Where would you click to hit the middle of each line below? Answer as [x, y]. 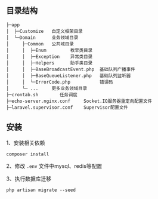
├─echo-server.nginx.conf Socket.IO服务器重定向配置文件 [79, 101]
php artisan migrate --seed [41, 190]
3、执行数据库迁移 [29, 179]
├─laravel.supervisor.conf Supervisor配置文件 [67, 107]
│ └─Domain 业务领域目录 [42, 38]
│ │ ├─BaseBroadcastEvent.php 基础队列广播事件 [71, 69]
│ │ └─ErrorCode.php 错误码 [60, 82]
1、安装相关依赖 [26, 143]
